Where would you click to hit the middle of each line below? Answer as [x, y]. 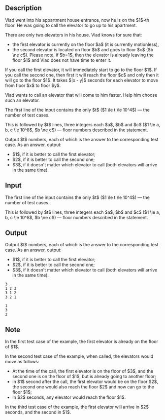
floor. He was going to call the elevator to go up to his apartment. [71, 25]
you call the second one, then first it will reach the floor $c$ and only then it [82, 75]
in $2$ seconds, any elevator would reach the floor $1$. [69, 397]
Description [23, 8]
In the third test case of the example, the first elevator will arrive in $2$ [77, 407]
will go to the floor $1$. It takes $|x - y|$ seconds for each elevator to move [82, 80]
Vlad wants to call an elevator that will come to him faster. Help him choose [81, 95]
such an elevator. [23, 100]
